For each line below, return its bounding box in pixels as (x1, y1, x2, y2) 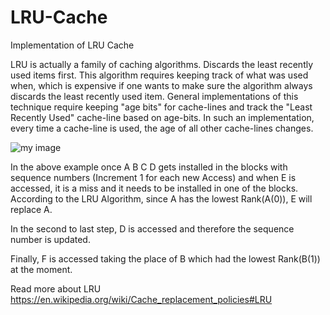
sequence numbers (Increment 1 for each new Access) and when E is (10, 171, 297, 183)
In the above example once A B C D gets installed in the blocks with (10, 161, 288, 173)
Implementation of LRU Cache (10, 39, 135, 51)
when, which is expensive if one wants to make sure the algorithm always (10, 79, 313, 91)
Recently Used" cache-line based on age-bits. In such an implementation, (10, 111, 315, 123)
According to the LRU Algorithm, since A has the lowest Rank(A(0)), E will (10, 192, 313, 205)
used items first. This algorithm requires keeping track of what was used (10, 69, 309, 81)
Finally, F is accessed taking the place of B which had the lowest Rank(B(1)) (10, 252, 321, 265)
